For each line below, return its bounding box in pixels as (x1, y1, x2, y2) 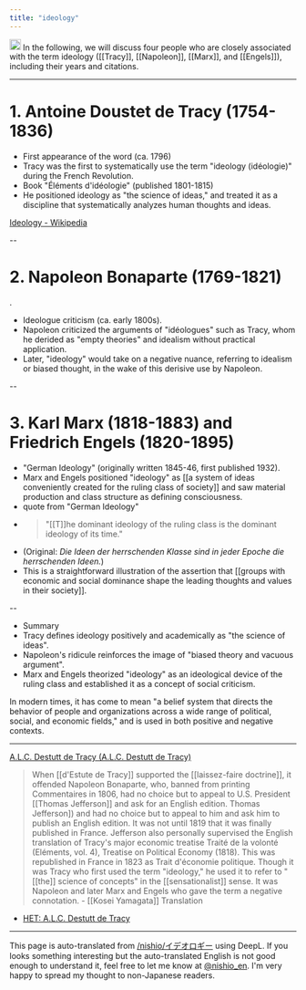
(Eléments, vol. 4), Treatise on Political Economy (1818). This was (31, 846, 276, 858)
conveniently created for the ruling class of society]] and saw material (22, 481, 286, 493)
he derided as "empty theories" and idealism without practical (22, 334, 256, 345)
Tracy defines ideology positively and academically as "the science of (22, 630, 286, 641)
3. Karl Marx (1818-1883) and (9, 412, 233, 433)
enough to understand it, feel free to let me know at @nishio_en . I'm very (9, 960, 282, 971)
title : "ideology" (9, 13, 79, 23)
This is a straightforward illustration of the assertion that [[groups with (22, 565, 286, 576)
